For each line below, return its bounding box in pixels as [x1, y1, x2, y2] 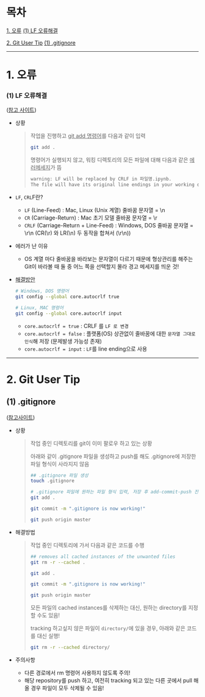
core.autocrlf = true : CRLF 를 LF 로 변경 [24, 322, 129, 329]
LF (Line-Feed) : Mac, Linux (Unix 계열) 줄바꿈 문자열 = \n [24, 207, 165, 214]
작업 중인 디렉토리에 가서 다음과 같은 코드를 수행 [30, 541, 145, 549]
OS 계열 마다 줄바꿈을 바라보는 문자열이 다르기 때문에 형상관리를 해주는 [24, 256, 193, 263]
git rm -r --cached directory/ [30, 645, 110, 651]
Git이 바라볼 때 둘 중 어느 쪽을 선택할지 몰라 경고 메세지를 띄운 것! [24, 263, 179, 270]
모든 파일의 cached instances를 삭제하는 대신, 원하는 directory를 [30, 604, 187, 612]
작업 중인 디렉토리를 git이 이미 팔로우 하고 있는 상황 [30, 440, 153, 447]
